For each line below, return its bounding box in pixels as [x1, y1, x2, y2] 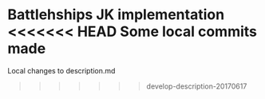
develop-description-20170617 [146, 81, 247, 91]
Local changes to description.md [7, 65, 116, 75]
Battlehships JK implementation [7, 6, 225, 24]
